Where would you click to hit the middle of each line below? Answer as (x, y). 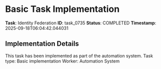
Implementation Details (42, 44)
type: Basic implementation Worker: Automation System (63, 61)
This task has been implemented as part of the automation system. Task (79, 56)
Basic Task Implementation (62, 9)
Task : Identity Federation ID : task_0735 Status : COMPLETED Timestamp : (81, 23)
